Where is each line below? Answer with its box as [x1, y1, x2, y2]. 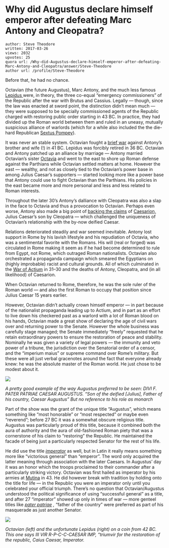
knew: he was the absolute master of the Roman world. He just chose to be [5, 361, 161, 367]
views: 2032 [5, 50, 30, 56]
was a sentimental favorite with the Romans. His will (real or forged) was [5, 239, 155, 245]
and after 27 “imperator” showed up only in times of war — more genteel [5, 496, 156, 502]
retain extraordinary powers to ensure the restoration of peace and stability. [5, 334, 163, 340]
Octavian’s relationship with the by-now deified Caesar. [5, 218, 120, 225]
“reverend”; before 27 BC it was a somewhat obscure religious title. [5, 416, 145, 422]
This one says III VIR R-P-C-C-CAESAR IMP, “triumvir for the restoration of [5, 531, 160, 537]
